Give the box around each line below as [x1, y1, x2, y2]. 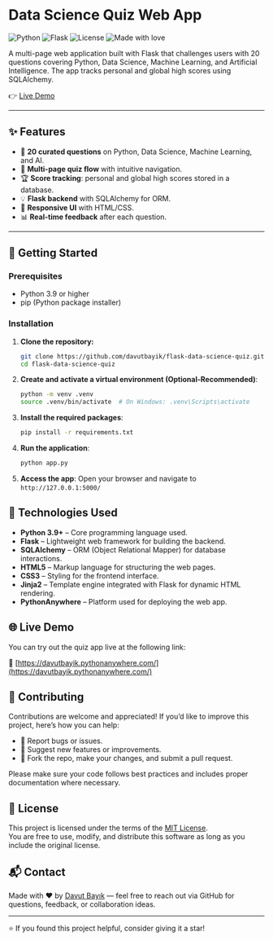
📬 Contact [8, 865, 66, 879]
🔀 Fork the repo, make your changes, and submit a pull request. [19, 754, 233, 763]
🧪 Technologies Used [8, 506, 118, 520]
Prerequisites [8, 270, 63, 282]
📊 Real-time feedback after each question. [19, 212, 167, 222]
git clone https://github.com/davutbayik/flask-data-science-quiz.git [19, 352, 265, 360]
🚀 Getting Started [8, 246, 98, 260]
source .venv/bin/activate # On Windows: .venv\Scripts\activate [19, 398, 250, 407]
